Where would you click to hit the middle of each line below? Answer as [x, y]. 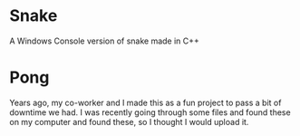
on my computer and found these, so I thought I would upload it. [129, 121]
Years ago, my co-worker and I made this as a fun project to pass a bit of [145, 102]
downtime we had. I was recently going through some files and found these [150, 112]
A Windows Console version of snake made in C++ [104, 41]
